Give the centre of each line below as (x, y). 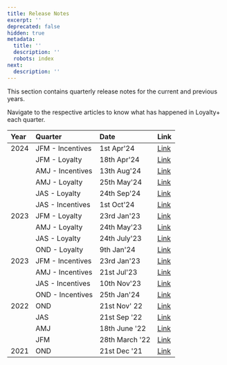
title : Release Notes (38, 14)
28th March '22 (125, 339)
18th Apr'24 (119, 159)
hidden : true (26, 33)
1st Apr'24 (117, 148)
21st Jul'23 (118, 272)
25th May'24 (121, 182)
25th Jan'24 (120, 294)
